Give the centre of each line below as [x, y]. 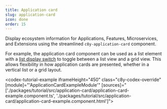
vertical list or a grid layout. [34, 70]
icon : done [17, 19]
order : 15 [16, 24]
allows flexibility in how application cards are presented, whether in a [77, 64]
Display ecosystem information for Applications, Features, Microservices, [81, 39]
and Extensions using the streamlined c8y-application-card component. [81, 44]
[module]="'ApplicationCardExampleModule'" [53, 85]
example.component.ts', [30, 96]
